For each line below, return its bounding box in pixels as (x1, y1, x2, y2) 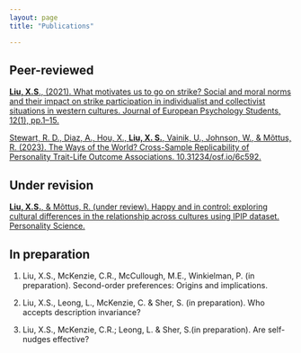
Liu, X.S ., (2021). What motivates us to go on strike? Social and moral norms (9, 86, 292, 97)
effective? (52, 333, 90, 344)
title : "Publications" (9, 22, 94, 31)
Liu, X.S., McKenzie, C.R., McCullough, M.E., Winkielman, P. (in (22, 270, 255, 281)
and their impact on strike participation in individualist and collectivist (9, 96, 266, 107)
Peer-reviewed (9, 62, 94, 77)
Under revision (9, 177, 94, 193)
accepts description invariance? (22, 306, 141, 317)
